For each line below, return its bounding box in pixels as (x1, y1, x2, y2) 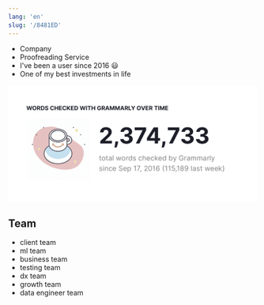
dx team (19, 271, 47, 281)
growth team (19, 280, 62, 289)
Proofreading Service (19, 52, 89, 62)
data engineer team (19, 288, 84, 298)
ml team (19, 246, 47, 256)
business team (19, 254, 68, 264)
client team (19, 238, 57, 247)
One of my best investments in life (19, 69, 131, 78)
